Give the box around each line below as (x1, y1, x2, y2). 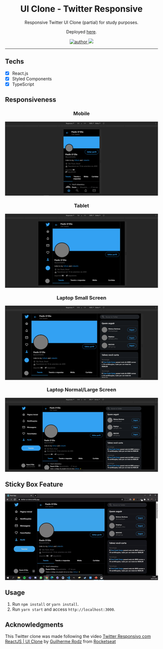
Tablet (74, 202, 89, 209)
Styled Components (12, 76, 52, 81)
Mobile (73, 110, 90, 117)
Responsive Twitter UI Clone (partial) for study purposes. (24, 19, 139, 25)
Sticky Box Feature (5, 480, 63, 488)
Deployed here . (66, 29, 97, 34)
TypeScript (12, 81, 34, 87)
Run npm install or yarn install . (12, 601, 79, 607)
